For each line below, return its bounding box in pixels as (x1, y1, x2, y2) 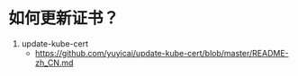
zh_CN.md (34, 57, 74, 68)
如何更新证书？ (8, 8, 120, 29)
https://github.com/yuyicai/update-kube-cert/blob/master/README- (34, 47, 289, 58)
